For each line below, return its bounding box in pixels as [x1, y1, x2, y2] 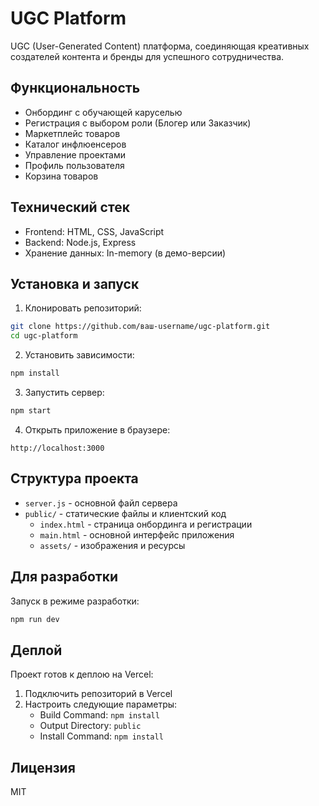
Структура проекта [10, 470, 139, 487]
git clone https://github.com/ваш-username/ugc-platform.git [10, 322, 271, 332]
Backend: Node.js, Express [24, 236, 137, 248]
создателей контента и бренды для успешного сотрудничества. [10, 50, 285, 62]
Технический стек [10, 199, 130, 216]
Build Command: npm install [39, 709, 160, 721]
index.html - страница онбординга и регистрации [39, 518, 253, 530]
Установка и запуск [10, 275, 140, 292]
